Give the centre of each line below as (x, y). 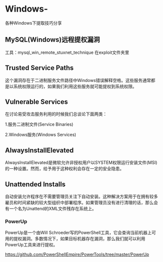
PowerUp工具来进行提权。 (31, 245)
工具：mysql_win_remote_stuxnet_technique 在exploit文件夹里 (67, 52)
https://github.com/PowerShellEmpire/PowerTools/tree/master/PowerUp (77, 254)
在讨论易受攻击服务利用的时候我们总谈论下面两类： (56, 114)
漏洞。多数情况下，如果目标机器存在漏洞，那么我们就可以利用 (83, 239)
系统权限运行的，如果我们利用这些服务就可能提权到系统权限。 (75, 86)
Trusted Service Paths (39, 68)
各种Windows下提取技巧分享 (33, 23)
